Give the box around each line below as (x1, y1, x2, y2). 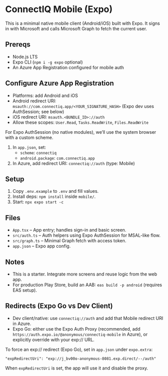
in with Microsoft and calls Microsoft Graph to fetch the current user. (5, 25, 147, 31)
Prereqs (5, 40, 31, 49)
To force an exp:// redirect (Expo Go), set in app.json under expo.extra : (5, 346, 153, 352)
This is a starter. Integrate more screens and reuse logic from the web (12, 271, 157, 277)
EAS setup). (12, 287, 37, 293)
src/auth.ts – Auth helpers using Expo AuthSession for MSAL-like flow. (12, 232, 161, 238)
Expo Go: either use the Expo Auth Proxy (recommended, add (12, 326, 141, 332)
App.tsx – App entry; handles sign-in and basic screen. (12, 227, 127, 233)
